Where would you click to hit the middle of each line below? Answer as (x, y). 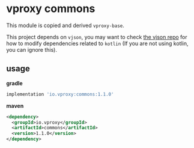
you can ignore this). (32, 49)
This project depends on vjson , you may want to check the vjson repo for (97, 37)
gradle (14, 83)
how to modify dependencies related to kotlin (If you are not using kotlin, (97, 43)
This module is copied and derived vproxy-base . (65, 25)
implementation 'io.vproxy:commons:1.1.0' (60, 94)
